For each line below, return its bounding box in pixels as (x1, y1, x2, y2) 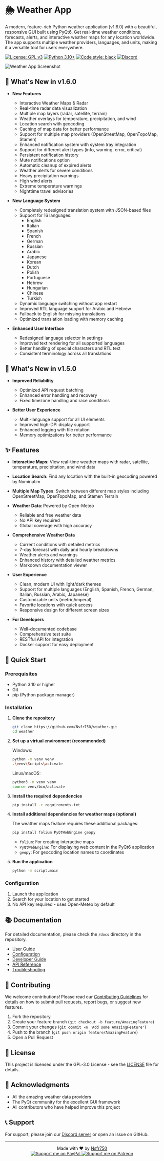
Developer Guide (12, 957, 46, 962)
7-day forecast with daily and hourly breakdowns (19, 547, 119, 552)
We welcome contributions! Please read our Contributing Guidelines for (5, 994, 148, 1000)
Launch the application (12, 891, 59, 896)
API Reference (12, 961, 41, 967)
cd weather (12, 729, 35, 734)
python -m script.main (12, 868, 59, 873)
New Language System (12, 198, 61, 204)
